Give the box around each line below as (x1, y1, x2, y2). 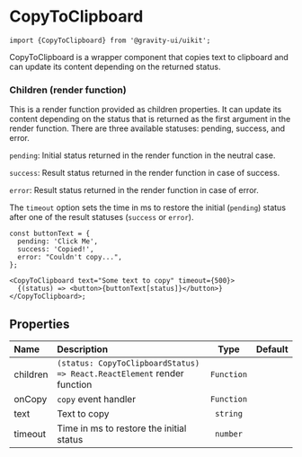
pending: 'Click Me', (17, 237, 99, 246)
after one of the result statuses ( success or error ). (9, 212, 194, 223)
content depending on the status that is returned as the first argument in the (9, 114, 291, 125)
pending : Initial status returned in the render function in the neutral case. (9, 150, 276, 161)
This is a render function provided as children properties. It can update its (9, 104, 282, 115)
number (214, 429, 243, 439)
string (214, 409, 243, 419)
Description (57, 343, 109, 356)
